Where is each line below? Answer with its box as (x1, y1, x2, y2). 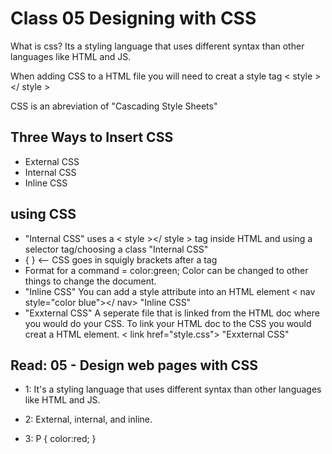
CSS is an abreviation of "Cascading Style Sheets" (10, 100, 218, 112)
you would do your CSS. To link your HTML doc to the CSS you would (24, 317, 312, 329)
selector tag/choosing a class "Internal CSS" (24, 243, 209, 255)
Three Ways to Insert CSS (10, 129, 174, 146)
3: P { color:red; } (24, 433, 97, 445)
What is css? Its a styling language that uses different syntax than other (10, 40, 305, 52)
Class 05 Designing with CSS (10, 7, 257, 30)
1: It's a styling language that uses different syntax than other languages (24, 383, 322, 396)
